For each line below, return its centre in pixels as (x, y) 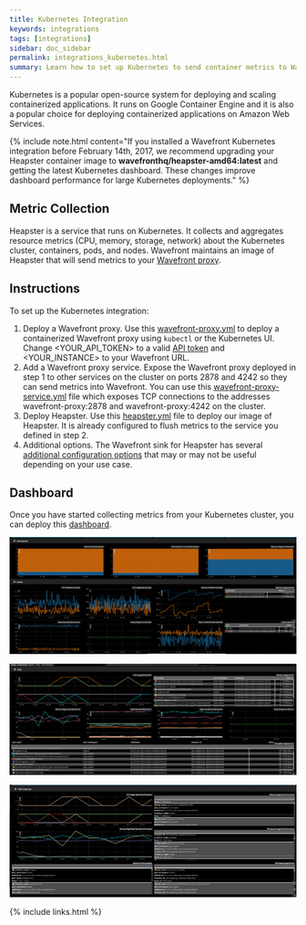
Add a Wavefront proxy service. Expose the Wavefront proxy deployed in (159, 367)
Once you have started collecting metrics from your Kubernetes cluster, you (152, 515)
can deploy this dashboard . (61, 524)
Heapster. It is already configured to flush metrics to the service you (150, 426)
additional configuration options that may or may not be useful (139, 454)
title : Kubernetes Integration (69, 19)
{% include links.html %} (56, 911)
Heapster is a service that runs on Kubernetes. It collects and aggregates (147, 231)
